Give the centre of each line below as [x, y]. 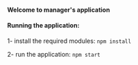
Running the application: [43, 26]
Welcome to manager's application [59, 10]
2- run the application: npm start [54, 54]
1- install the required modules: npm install [69, 41]
